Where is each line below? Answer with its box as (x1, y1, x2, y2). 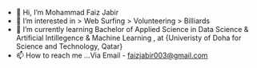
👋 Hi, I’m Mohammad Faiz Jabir (15, 8, 119, 17)
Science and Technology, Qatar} (15, 42, 123, 51)
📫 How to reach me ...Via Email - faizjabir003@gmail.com (15, 50, 208, 60)
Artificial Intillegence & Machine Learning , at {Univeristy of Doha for (15, 33, 242, 42)
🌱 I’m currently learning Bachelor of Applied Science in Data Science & (15, 25, 249, 34)
